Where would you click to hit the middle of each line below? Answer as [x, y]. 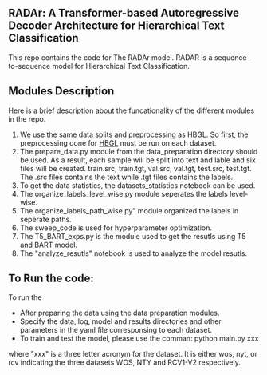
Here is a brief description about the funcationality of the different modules [132, 110]
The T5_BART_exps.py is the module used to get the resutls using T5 [133, 236]
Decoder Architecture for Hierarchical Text [116, 26]
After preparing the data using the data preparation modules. [120, 313]
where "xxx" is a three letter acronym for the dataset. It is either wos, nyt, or [133, 354]
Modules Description [61, 91]
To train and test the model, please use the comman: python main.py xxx [139, 338]
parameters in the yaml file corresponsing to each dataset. [116, 330]
